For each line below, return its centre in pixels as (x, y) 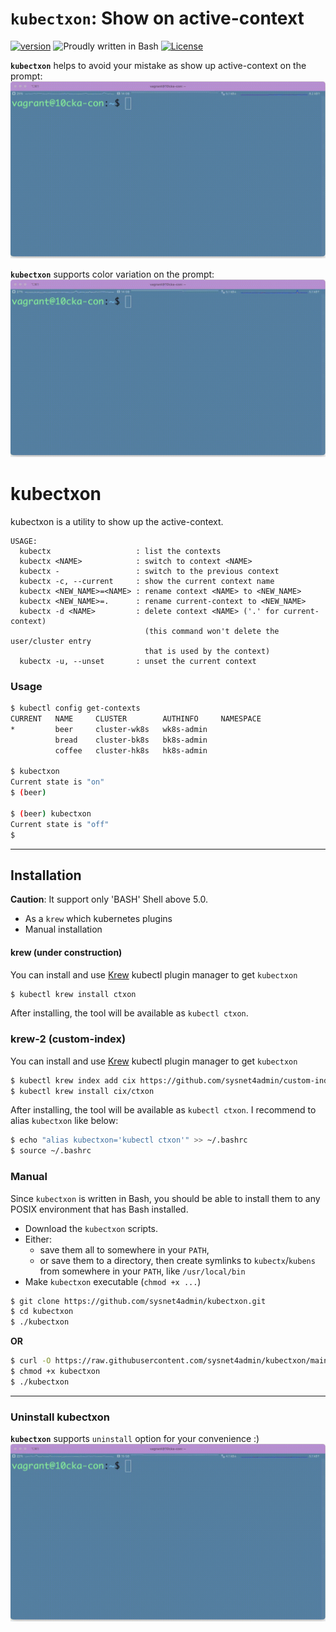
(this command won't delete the (212, 631)
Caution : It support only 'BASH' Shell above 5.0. (109, 899)
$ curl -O (31, 1361)
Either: (38, 1239)
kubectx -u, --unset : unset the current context (138, 661)
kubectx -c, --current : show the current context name (147, 581)
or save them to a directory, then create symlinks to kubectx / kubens (177, 1260)
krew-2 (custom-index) (68, 1039)
